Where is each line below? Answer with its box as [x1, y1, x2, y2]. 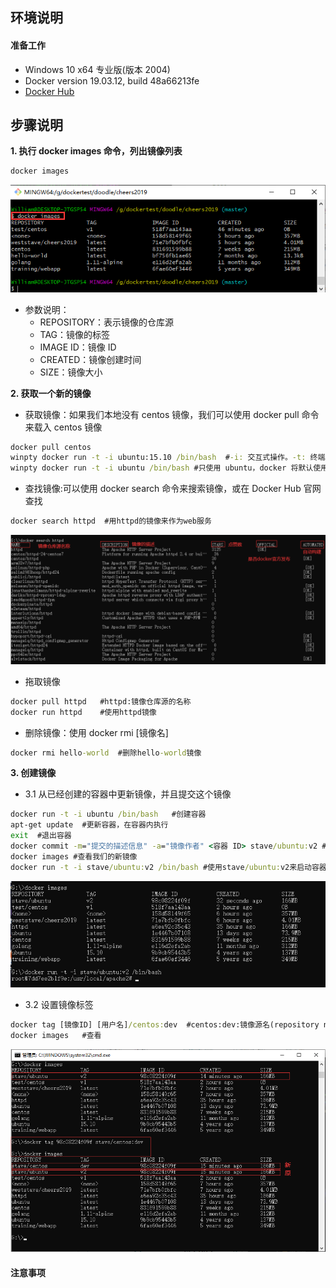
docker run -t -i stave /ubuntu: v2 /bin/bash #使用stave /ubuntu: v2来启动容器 [10, 862, 327, 872]
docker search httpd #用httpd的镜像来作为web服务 [10, 516, 212, 527]
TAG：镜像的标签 [39, 328, 111, 340]
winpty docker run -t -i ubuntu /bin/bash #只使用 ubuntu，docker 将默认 [10, 463, 314, 473]
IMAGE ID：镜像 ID [39, 341, 117, 353]
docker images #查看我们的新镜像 [10, 851, 138, 862]
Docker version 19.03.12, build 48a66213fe [24, 74, 200, 87]
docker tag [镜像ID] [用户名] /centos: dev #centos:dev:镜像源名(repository [10, 1020, 320, 1030]
